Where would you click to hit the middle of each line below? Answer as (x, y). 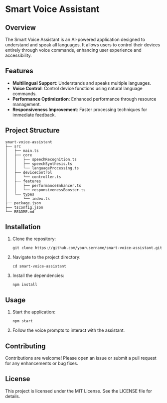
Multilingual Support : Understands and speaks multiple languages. (82, 83)
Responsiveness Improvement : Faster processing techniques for (80, 109)
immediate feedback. (34, 115)
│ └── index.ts (28, 199)
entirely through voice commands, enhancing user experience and (74, 50)
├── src (13, 146)
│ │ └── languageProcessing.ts (42, 168)
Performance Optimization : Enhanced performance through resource (84, 99)
